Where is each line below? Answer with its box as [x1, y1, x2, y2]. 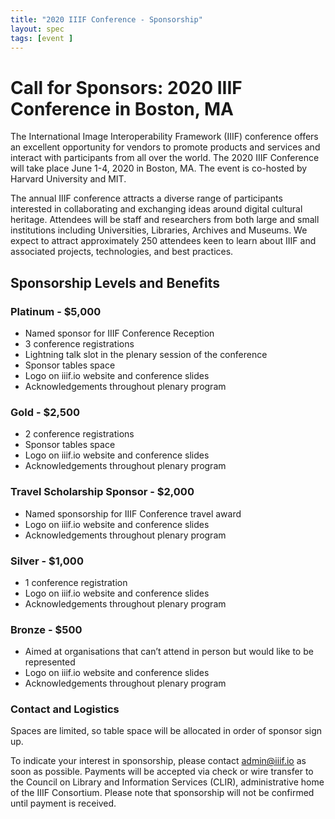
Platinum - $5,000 [10, 304, 102, 318]
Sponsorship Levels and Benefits [10, 274, 221, 291]
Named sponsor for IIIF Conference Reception [24, 327, 215, 339]
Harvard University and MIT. [10, 173, 127, 185]
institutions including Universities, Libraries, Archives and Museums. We [10, 224, 308, 236]
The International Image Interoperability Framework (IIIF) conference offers [10, 131, 319, 143]
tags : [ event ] [10, 33, 74, 43]
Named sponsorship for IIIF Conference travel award [24, 507, 242, 520]
